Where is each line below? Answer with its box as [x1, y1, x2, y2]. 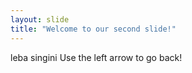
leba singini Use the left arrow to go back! [10, 51, 183, 63]
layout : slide [10, 14, 70, 25]
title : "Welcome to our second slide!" [10, 24, 177, 34]
